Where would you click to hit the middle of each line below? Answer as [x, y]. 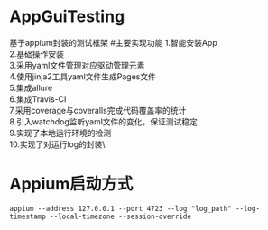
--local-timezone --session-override [120, 216]
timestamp [28, 216]
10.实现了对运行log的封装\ [57, 144]
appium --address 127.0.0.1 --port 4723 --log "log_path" [120, 208]
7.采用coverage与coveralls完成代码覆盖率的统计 [98, 110]
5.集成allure [31, 87]
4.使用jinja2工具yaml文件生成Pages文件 [83, 76]
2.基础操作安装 [37, 54]
